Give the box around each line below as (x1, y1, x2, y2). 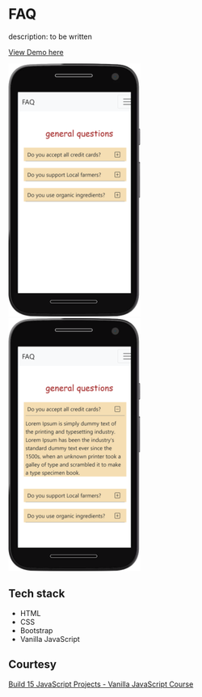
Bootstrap (19, 625, 53, 635)
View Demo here (8, 47, 64, 57)
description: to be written (8, 32, 93, 41)
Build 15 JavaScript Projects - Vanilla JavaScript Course (8, 679, 194, 689)
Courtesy (8, 657, 57, 672)
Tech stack (8, 587, 65, 601)
